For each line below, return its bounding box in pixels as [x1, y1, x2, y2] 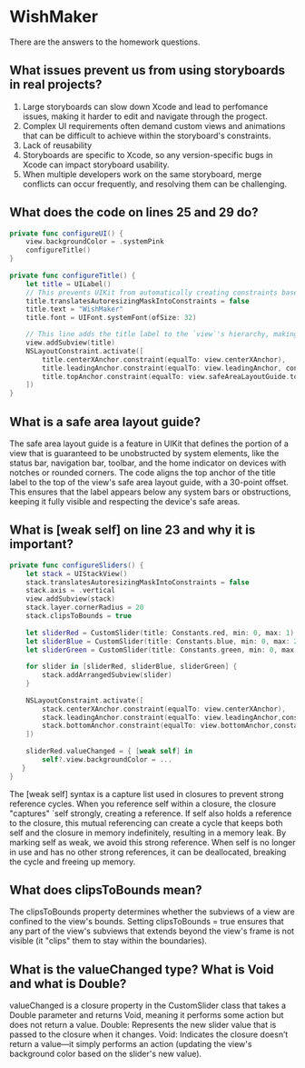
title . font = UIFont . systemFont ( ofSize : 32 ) [25, 314, 197, 323]
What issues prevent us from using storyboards [9, 63, 286, 78]
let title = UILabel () [25, 279, 112, 288]
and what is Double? [9, 975, 127, 992]
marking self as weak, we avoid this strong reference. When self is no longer [9, 836, 297, 847]
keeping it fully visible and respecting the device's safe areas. [9, 496, 241, 506]
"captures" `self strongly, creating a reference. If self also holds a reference [9, 807, 292, 819]
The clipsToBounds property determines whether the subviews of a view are [9, 906, 295, 917]
